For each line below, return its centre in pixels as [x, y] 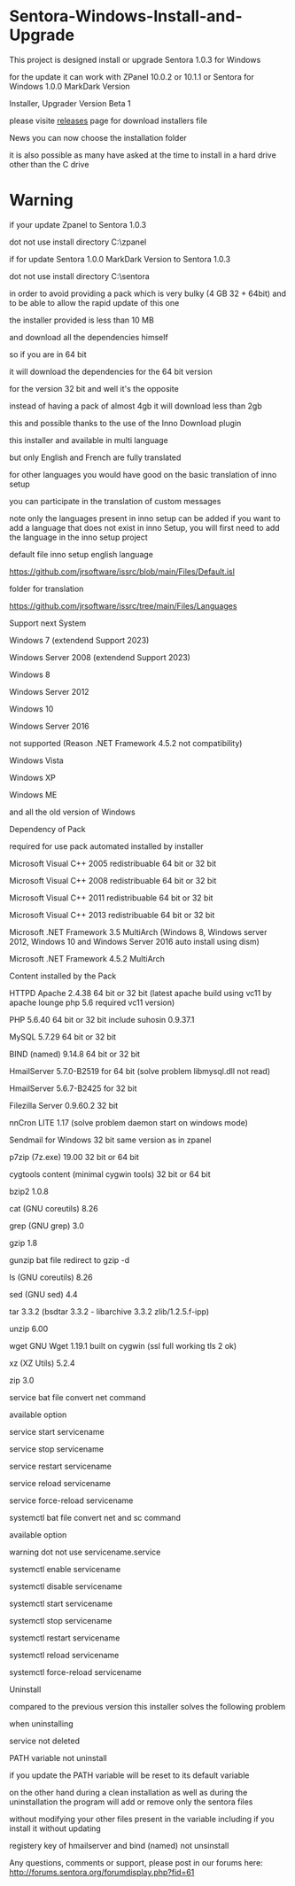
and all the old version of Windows [72, 812]
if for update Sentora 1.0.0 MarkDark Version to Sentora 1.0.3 [120, 259]
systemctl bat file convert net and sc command [95, 1517]
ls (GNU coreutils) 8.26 [51, 1277]
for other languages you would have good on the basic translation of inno [143, 474]
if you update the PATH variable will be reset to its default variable [129, 1775]
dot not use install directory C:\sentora [80, 276]
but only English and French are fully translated [95, 457]
